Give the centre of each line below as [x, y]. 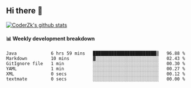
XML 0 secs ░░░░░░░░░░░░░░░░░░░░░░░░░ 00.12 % [95, 74]
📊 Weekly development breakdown [51, 39]
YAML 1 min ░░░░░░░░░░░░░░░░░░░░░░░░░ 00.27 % [95, 69]
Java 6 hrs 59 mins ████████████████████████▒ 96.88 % [95, 53]
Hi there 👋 [24, 11]
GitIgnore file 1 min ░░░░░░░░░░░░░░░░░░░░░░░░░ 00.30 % [95, 64]
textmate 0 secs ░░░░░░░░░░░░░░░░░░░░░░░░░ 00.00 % [95, 79]
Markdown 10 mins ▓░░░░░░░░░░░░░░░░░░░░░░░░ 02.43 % [95, 59]
